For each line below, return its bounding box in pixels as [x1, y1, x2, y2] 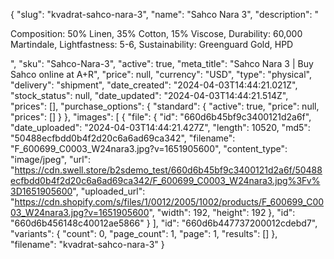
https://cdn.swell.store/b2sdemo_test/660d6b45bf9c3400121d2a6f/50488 [14, 164, 323, 176]
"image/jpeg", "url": [10, 154, 92, 165]
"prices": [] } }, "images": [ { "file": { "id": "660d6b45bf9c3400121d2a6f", [10, 111, 312, 123]
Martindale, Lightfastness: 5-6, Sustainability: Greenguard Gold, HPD [10, 39, 294, 50]
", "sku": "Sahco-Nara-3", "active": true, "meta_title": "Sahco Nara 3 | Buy [10, 58, 314, 69]
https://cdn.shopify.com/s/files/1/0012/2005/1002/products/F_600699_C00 [14, 196, 325, 208]
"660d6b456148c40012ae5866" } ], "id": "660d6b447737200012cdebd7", [10, 217, 318, 229]
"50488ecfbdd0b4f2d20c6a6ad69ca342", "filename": [10, 132, 236, 144]
